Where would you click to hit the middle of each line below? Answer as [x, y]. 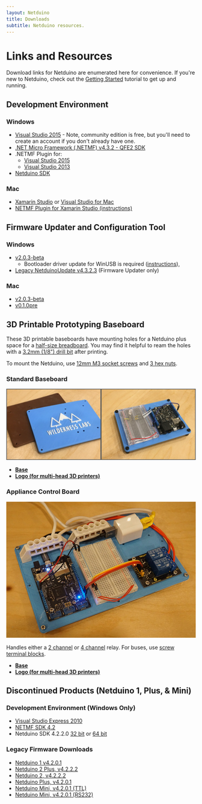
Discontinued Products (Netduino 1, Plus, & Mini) [99, 690]
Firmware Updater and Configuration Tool [86, 227]
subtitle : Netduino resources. [45, 25]
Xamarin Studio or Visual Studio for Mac [64, 202]
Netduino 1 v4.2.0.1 [38, 762]
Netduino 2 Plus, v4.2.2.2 [46, 769]
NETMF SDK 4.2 [35, 727]
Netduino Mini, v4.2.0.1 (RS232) [54, 794]
